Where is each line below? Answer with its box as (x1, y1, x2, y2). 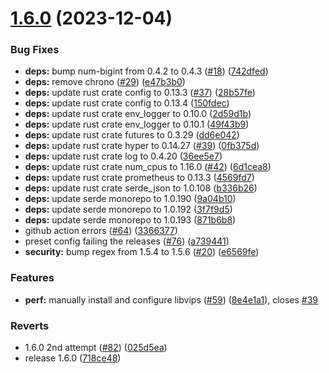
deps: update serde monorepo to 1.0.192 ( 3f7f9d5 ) (24, 203, 233, 216)
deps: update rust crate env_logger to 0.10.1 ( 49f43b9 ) (24, 118, 250, 131)
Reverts (10, 318, 50, 332)
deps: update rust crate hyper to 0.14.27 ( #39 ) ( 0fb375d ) (24, 140, 260, 152)
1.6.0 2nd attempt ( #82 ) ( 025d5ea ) (24, 342, 168, 354)
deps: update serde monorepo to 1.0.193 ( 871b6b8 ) (24, 214, 237, 226)
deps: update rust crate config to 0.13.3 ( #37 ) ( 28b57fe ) (24, 87, 256, 99)
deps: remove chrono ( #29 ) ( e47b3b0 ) (24, 76, 186, 88)
